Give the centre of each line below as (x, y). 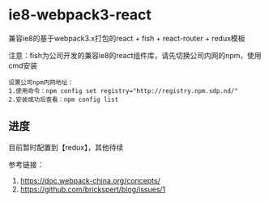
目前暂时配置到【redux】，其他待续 (66, 147)
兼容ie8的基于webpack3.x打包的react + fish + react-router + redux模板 (127, 38)
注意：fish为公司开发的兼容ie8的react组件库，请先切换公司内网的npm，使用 (135, 55)
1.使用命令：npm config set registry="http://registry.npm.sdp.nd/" (124, 90)
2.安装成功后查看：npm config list (64, 99)
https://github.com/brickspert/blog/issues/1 (93, 189)
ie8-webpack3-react (80, 15)
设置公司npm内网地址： (41, 82)
